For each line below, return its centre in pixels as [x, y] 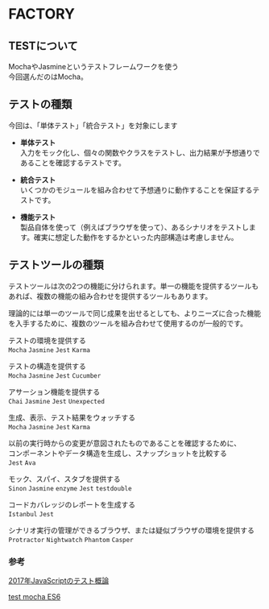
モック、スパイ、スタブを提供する [64, 478]
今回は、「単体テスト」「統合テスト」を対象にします [93, 125]
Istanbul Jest [31, 514]
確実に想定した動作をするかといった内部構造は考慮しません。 [136, 237]
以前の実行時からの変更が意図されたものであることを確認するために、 [125, 443]
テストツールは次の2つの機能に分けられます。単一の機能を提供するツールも [134, 286]
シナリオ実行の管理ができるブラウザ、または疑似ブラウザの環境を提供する [132, 530]
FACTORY [41, 14]
